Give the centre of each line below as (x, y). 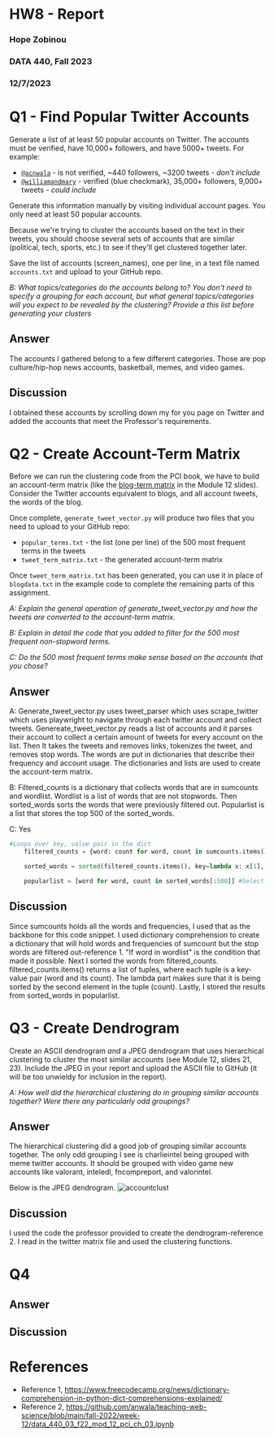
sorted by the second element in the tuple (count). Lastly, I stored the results (137, 986)
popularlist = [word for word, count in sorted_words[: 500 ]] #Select (144, 881)
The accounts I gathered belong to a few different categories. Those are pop (137, 358)
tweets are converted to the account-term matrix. (92, 617)
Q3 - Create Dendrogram (94, 1028)
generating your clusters (50, 313)
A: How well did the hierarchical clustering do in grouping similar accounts (134, 1092)
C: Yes (20, 829)
